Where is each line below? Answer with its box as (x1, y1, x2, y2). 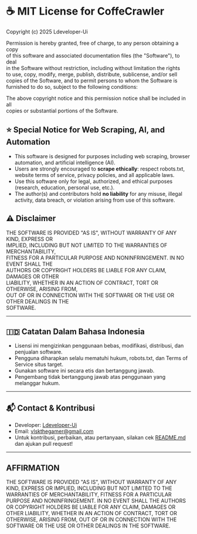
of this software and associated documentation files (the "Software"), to (6, 52, 180, 59)
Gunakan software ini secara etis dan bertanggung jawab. (14, 367, 155, 374)
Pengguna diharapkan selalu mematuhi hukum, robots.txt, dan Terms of (14, 355, 188, 362)
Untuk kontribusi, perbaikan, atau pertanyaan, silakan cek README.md (14, 434, 186, 441)
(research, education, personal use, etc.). (14, 183, 115, 191)
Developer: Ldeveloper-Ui (14, 422, 77, 429)
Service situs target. (14, 361, 63, 368)
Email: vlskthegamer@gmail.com (14, 428, 94, 435)
